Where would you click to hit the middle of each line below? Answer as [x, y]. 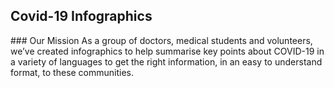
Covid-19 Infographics [81, 16]
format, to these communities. [72, 72]
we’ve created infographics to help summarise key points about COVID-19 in [167, 51]
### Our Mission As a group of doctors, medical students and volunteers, [161, 40]
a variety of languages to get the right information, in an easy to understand [166, 61]
